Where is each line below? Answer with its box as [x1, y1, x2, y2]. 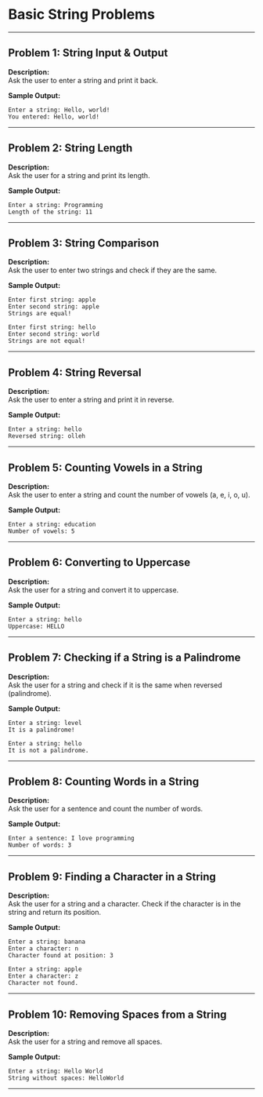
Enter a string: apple [8, 965, 82, 974]
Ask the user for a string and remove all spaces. [8, 1037, 163, 1047]
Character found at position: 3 [8, 952, 113, 960]
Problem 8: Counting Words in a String [8, 775, 200, 789]
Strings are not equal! [8, 337, 86, 345]
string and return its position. [8, 908, 102, 917]
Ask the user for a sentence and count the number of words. [8, 804, 204, 814]
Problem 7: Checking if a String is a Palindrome [8, 651, 241, 665]
